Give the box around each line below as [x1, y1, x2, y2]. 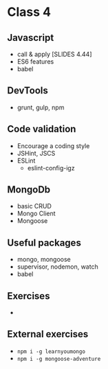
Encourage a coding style [17, 141, 90, 150]
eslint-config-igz [27, 163, 75, 172]
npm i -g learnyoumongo [17, 348, 86, 355]
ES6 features [17, 57, 54, 66]
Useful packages [7, 237, 81, 249]
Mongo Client [17, 209, 56, 218]
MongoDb [7, 184, 51, 196]
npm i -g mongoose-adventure [17, 355, 101, 362]
